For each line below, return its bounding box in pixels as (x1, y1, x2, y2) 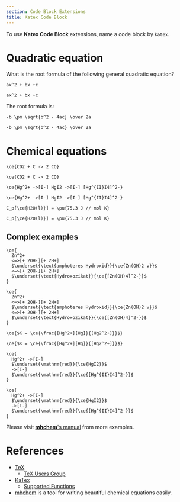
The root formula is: (6, 103, 54, 110)
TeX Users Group (23, 470, 66, 477)
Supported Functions (23, 483, 75, 490)
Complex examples (6, 231, 79, 242)
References (6, 445, 64, 458)
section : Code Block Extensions (6, 8, 86, 15)
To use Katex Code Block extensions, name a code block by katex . (6, 30, 170, 37)
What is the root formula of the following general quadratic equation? (6, 70, 175, 78)
